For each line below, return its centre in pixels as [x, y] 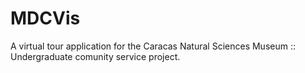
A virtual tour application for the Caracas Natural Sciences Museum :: [153, 46]
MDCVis [45, 18]
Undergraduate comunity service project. [95, 56]
